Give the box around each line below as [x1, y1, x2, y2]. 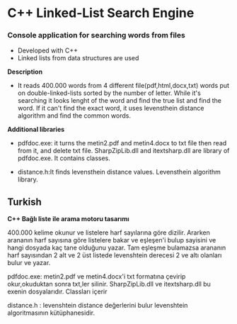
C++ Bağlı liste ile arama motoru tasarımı [7, 215, 129, 223]
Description [7, 67, 43, 76]
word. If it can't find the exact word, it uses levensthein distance [17, 104, 204, 113]
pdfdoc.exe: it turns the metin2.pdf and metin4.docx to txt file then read [17, 139, 227, 147]
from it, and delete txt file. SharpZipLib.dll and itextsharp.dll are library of [17, 147, 230, 155]
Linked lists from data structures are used [17, 54, 139, 62]
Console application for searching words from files [7, 30, 185, 40]
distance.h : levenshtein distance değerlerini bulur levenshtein [7, 301, 188, 310]
